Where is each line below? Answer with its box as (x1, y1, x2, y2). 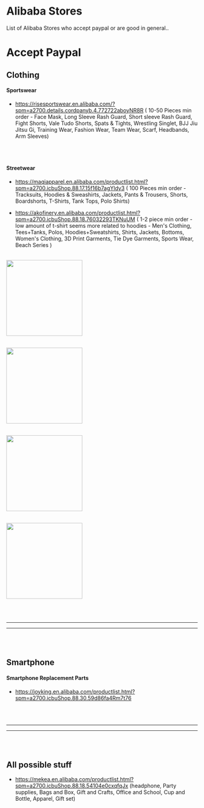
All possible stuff (6, 759, 72, 770)
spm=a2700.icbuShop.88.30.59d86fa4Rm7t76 (15, 694, 132, 702)
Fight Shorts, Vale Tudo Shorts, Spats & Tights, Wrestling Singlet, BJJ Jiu (15, 120, 198, 127)
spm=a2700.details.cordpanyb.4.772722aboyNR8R (15, 106, 144, 114)
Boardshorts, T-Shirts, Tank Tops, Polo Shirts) (15, 197, 130, 205)
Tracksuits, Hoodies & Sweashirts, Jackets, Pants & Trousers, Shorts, (15, 191, 188, 198)
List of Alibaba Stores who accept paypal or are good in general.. (6, 24, 169, 32)
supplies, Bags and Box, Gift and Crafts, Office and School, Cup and (15, 789, 185, 796)
